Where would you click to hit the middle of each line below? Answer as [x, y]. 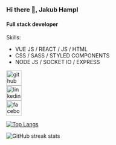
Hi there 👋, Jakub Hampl [42, 10]
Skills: [14, 37]
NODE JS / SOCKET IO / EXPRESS [57, 62]
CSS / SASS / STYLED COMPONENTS [62, 56]
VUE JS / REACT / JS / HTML [51, 49]
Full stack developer [32, 24]
